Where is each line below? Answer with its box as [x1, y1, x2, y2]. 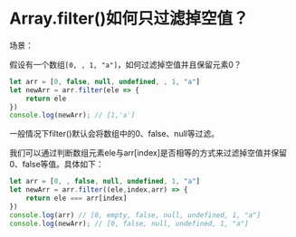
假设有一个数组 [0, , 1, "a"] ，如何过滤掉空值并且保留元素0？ [9, 59, 242, 70]
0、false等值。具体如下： [9, 159, 104, 170]
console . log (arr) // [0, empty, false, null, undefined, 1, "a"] [9, 210, 261, 220]
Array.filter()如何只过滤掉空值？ [9, 8, 249, 29]
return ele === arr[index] [25, 194, 128, 204]
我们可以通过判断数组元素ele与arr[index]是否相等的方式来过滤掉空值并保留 [9, 147, 288, 158]
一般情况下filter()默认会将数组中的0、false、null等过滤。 [9, 128, 220, 139]
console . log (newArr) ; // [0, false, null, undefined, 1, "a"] [9, 219, 249, 228]
